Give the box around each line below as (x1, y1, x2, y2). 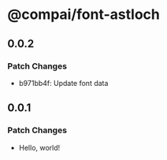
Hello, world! (18, 143, 61, 152)
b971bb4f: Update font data (18, 78, 109, 87)
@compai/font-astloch (7, 6, 161, 24)
